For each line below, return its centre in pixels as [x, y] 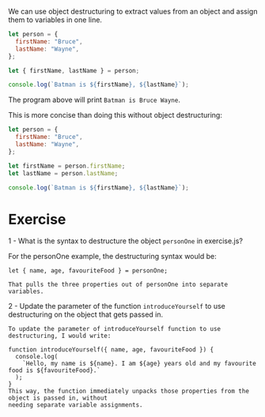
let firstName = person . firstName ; [67, 166]
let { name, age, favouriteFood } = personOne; [88, 271]
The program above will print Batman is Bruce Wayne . [94, 100]
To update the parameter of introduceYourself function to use [115, 329]
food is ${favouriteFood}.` [55, 370]
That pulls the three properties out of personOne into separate [118, 285]
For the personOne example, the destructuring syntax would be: [112, 257]
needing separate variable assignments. [76, 405]
